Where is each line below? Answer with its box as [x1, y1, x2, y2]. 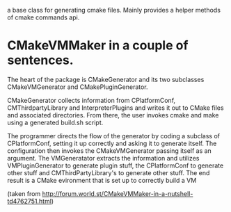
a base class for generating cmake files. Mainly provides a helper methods [7, 6, 221, 14]
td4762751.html [7, 197, 52, 205]
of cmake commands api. [7, 13, 80, 22]
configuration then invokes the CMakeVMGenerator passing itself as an [7, 146, 212, 155]
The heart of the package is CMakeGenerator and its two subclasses [7, 75, 205, 83]
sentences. [7, 52, 74, 68]
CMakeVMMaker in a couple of [7, 38, 189, 54]
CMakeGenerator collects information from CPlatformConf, [7, 96, 176, 104]
